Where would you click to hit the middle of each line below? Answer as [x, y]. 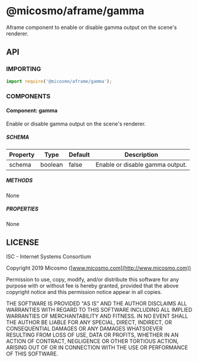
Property [22, 154]
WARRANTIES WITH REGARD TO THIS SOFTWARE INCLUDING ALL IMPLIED [99, 310]
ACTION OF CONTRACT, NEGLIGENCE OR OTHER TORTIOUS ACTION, [92, 341]
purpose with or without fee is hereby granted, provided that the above [92, 286]
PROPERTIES [22, 209]
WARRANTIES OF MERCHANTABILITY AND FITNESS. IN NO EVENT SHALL [97, 316]
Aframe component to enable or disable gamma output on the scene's [92, 27]
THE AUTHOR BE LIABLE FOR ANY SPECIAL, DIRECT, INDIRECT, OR [89, 322]
